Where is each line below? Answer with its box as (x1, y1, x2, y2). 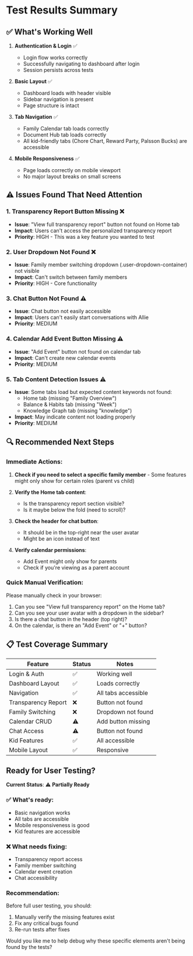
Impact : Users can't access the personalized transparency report (14, 227, 172, 234)
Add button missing (96, 717, 150, 725)
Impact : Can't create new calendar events (14, 354, 116, 361)
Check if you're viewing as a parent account (23, 564, 129, 571)
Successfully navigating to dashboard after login (23, 60, 140, 67)
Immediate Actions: (6, 458, 63, 466)
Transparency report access (14, 856, 83, 863)
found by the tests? (6, 944, 52, 951)
